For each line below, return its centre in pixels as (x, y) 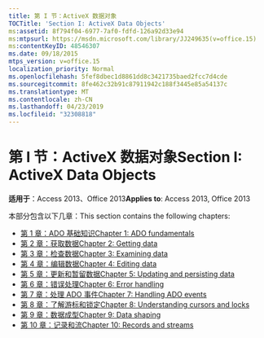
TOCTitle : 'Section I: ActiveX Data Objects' (87, 24)
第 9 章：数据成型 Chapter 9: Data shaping (90, 314)
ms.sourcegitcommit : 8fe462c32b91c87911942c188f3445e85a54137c (118, 84)
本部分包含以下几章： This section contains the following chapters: (119, 216)
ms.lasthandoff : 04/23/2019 (56, 107)
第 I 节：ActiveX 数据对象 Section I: (125, 158)
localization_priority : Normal (62, 69)
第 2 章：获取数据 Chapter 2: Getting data (89, 243)
